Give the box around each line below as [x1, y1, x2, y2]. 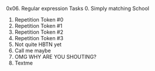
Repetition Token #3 [14, 35, 63, 41]
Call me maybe [14, 47, 51, 54]
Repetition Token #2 [14, 29, 63, 35]
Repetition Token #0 [14, 16, 63, 23]
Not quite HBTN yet [14, 41, 62, 48]
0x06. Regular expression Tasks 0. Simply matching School [6, 5, 150, 12]
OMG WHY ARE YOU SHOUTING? [14, 54, 97, 60]
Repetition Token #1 [14, 23, 63, 29]
